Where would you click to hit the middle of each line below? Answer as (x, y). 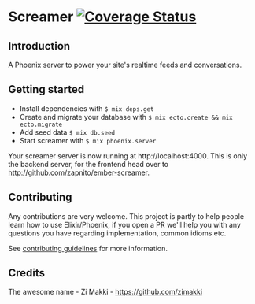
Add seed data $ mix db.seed (67, 132)
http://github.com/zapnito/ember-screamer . (79, 172)
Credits (27, 273)
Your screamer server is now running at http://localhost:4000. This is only (128, 156)
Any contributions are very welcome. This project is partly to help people (126, 216)
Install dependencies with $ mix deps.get (87, 108)
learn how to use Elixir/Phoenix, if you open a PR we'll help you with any (125, 224)
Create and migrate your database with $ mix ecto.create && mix (126, 117)
